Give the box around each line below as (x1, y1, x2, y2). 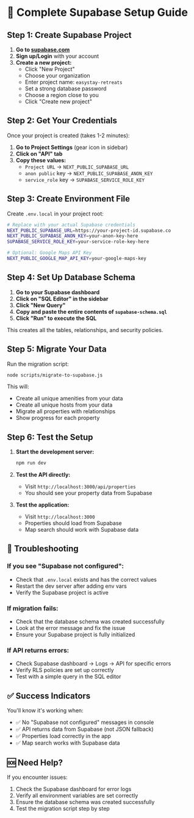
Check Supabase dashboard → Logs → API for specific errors (15, 660, 171, 667)
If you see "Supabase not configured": (7, 562, 124, 570)
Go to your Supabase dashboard (15, 288, 100, 295)
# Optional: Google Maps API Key (7, 250, 92, 256)
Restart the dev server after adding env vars (15, 582, 127, 590)
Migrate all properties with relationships (15, 408, 116, 415)
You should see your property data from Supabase (24, 490, 153, 497)
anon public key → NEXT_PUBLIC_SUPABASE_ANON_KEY (24, 169, 153, 176)
